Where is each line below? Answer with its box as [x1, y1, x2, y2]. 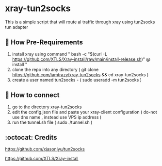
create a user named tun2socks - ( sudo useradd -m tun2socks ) [12, 77, 142, 83]
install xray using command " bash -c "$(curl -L [12, 51, 108, 57]
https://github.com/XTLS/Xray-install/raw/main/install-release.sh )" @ [12, 56, 150, 62]
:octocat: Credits [5, 133, 57, 141]
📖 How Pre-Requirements [5, 38, 83, 47]
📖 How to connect [5, 91, 60, 100]
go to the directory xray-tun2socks [12, 104, 82, 110]
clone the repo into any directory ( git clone [12, 66, 99, 72]
